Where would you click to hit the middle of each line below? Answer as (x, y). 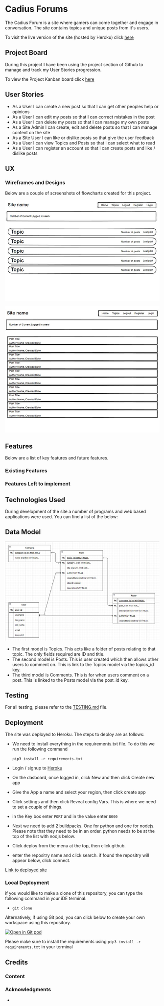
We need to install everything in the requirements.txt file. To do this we (83, 744)
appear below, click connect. (41, 861)
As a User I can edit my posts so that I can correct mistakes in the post (83, 117)
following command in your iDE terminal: (46, 898)
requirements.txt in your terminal (39, 947)
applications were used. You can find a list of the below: (61, 516)
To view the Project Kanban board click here (50, 79)
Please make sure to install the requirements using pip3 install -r (73, 942)
